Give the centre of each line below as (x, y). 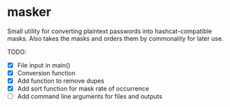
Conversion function (46, 73)
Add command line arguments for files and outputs (90, 97)
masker (29, 12)
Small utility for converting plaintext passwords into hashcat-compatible (110, 31)
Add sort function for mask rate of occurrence (83, 89)
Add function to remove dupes (61, 81)
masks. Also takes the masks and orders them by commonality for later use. (115, 38)
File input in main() (44, 65)
